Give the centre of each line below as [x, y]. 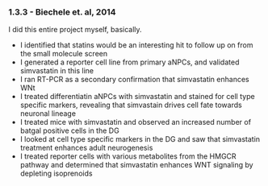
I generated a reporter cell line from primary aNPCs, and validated [130, 62]
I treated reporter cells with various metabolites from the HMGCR [128, 156]
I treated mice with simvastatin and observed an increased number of [136, 122]
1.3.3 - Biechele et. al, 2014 [62, 12]
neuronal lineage [48, 114]
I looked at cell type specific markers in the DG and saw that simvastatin [140, 139]
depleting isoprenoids [56, 174]
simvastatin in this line [57, 71]
